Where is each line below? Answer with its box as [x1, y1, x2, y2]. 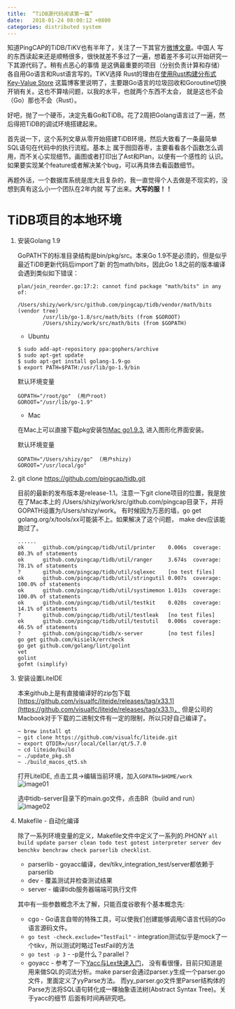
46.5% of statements [17, 624, 78, 631]
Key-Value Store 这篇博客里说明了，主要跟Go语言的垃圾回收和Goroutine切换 [7, 79, 227, 87]
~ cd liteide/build [17, 746, 75, 753]
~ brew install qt [17, 728, 71, 735]
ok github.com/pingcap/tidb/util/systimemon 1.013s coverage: [17, 587, 222, 594]
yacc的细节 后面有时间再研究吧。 [34, 994, 130, 1003]
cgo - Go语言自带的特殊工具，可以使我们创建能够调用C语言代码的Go [27, 915, 226, 923]
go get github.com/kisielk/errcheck [17, 636, 124, 643]
